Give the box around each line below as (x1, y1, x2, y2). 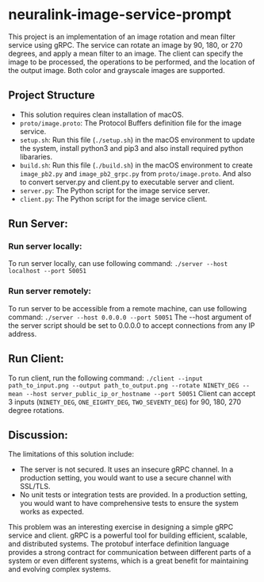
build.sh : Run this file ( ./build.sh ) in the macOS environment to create (19, 160, 254, 170)
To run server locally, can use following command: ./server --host (8, 259, 228, 268)
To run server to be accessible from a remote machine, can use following (8, 303, 247, 313)
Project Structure (8, 89, 95, 102)
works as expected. (19, 507, 85, 517)
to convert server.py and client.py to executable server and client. (19, 177, 235, 187)
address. (8, 329, 37, 338)
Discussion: (8, 428, 69, 441)
